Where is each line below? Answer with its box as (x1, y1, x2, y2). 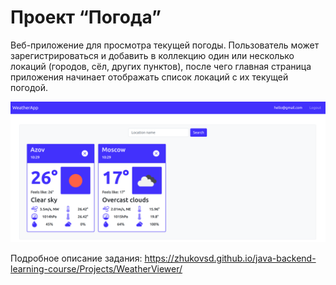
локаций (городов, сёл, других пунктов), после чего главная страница (10, 60, 312, 72)
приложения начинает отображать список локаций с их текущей (10, 71, 289, 83)
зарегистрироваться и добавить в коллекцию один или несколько (10, 49, 295, 61)
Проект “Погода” (10, 6, 162, 29)
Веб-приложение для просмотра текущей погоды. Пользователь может (10, 39, 320, 51)
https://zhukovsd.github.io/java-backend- (144, 252, 317, 265)
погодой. (10, 81, 48, 93)
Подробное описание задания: (10, 252, 143, 265)
